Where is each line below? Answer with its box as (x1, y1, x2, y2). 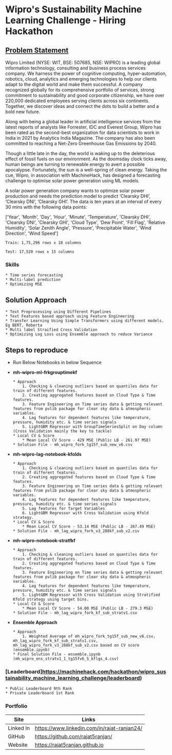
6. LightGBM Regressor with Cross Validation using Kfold (22, 510, 149, 516)
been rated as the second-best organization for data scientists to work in (5, 129, 160, 136)
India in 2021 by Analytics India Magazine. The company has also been (5, 135, 156, 141)
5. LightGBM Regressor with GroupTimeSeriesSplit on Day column (22, 424, 163, 429)
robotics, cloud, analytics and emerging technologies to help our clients (5, 76, 157, 82)
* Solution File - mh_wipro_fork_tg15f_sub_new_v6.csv (12, 442, 133, 447)
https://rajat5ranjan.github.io (34, 741, 104, 748)
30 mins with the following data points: (5, 204, 87, 210)
